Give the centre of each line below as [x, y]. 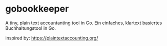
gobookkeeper [37, 9]
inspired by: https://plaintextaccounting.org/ [52, 38]
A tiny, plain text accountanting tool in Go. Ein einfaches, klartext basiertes [84, 23]
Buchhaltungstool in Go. [31, 28]
